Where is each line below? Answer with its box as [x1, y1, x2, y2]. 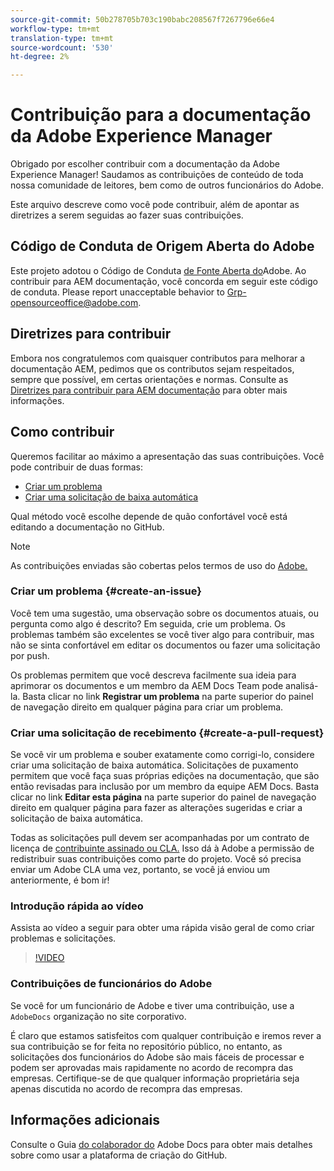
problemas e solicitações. [10, 932, 117, 945]
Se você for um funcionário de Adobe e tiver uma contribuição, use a [10, 999, 295, 1011]
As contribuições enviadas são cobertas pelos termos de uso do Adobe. [10, 559, 308, 571]
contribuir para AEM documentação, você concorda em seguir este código [10, 275, 318, 287]
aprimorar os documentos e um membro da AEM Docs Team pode [10, 679, 284, 691]
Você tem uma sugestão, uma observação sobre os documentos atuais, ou [10, 607, 319, 619]
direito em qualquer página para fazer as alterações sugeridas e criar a [10, 802, 303, 814]
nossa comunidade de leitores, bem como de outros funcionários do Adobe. [10, 179, 325, 191]
